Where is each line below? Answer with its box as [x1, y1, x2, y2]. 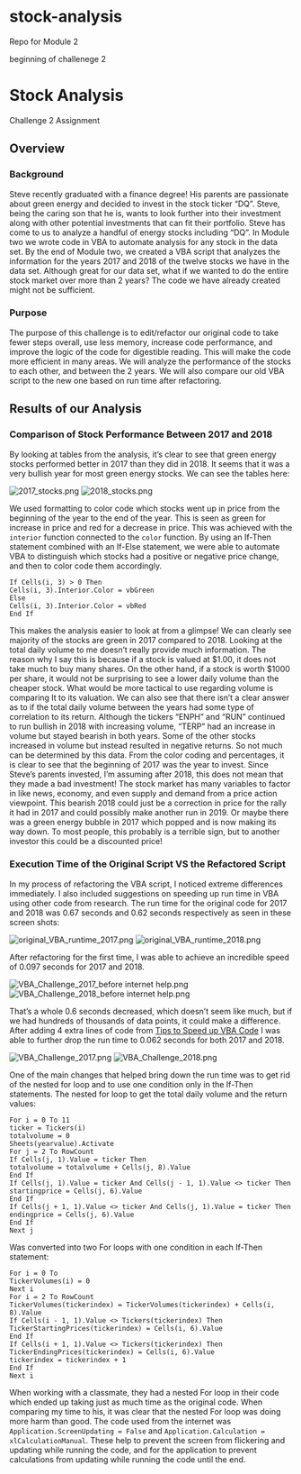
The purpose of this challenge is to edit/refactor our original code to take [9, 327, 279, 338]
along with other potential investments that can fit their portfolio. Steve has [9, 217, 286, 228]
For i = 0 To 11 [9, 1115, 70, 1124]
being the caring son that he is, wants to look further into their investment [9, 207, 281, 218]
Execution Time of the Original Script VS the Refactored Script [9, 858, 286, 870]
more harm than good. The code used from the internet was [9, 1415, 232, 1426]
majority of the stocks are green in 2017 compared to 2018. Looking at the [9, 634, 283, 645]
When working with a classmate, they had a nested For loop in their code [9, 1387, 279, 1397]
